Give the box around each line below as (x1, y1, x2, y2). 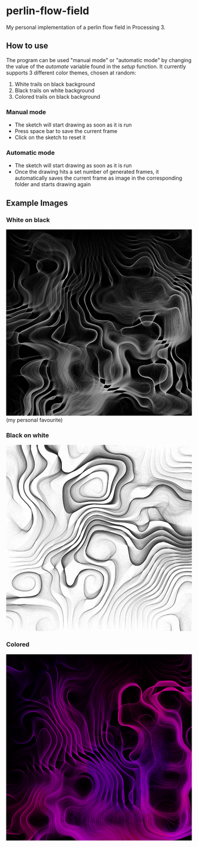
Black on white (6, 431, 49, 439)
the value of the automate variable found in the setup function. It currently (6, 63, 186, 70)
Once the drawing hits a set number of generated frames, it (14, 168, 159, 176)
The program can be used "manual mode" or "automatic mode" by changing (6, 56, 192, 63)
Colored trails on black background (14, 93, 100, 100)
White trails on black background (14, 80, 95, 87)
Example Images (6, 198, 68, 208)
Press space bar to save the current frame (14, 128, 118, 135)
